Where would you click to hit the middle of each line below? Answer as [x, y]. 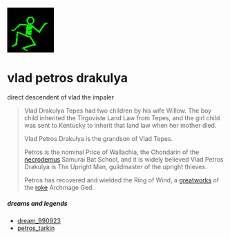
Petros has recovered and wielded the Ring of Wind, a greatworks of [122, 180]
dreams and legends [37, 203]
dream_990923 [39, 220]
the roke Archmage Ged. [59, 187]
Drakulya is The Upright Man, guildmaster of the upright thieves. [115, 166]
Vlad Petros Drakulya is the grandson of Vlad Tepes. [98, 138]
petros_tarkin [36, 228]
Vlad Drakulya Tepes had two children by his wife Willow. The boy [118, 111]
